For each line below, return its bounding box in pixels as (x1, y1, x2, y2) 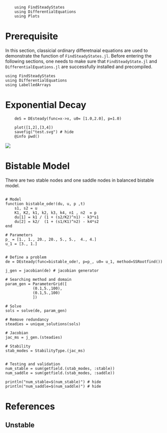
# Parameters (5, 232, 33, 238)
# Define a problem (5, 254, 47, 259)
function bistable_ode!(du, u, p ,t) (5, 201, 86, 206)
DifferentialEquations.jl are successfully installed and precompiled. (5, 64, 153, 70)
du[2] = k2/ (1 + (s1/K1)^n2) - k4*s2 (14, 219, 99, 224)
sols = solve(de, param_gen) (5, 308, 67, 313)
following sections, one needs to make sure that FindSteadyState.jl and (5, 58, 157, 64)
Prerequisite (5, 31, 59, 42)
